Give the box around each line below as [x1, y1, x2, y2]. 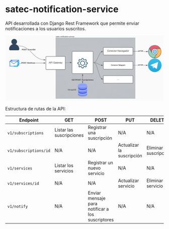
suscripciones [54, 132, 84, 138]
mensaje [88, 195, 106, 201]
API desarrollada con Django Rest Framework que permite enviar [5, 20, 140, 26]
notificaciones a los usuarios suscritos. [5, 25, 87, 31]
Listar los [54, 162, 74, 168]
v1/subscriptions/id [7, 148, 51, 153]
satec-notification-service [5, 4, 119, 15]
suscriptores [88, 216, 114, 222]
